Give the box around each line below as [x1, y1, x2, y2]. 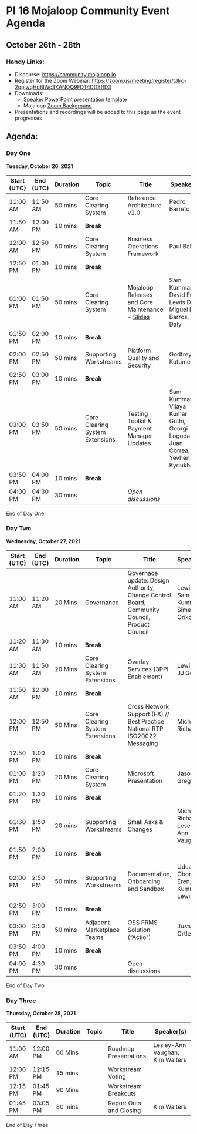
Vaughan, [153, 1048, 180, 1056]
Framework [127, 250, 159, 258]
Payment [127, 424, 152, 432]
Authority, [127, 583, 155, 591]
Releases [127, 291, 153, 299]
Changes [127, 825, 152, 833]
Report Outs [108, 1099, 142, 1108]
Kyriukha [169, 461, 193, 469]
